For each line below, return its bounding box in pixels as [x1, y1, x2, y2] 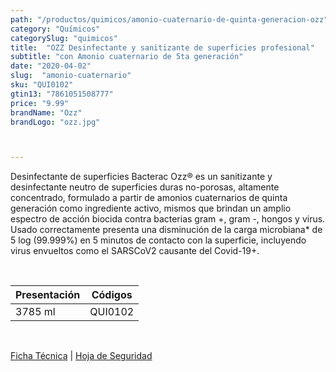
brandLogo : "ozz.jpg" [10, 117, 101, 127]
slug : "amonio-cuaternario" [10, 71, 132, 81]
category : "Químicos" [10, 24, 101, 34]
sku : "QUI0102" [10, 80, 74, 90]
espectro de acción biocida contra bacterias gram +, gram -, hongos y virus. [10, 213, 326, 225]
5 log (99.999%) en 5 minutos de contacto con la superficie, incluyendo [10, 234, 307, 246]
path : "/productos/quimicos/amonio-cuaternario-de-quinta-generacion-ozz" [10, 14, 329, 25]
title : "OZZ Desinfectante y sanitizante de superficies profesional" [10, 42, 315, 53]
